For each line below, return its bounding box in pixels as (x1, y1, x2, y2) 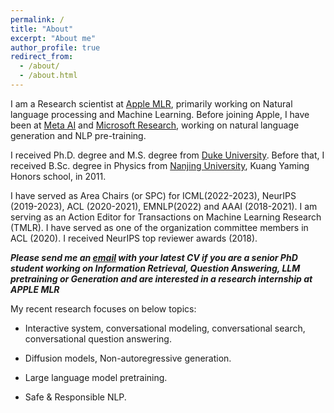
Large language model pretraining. (24, 371, 168, 383)
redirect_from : (10, 52, 74, 62)
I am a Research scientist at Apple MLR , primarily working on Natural (10, 97, 293, 110)
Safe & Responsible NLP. (24, 391, 127, 403)
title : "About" (10, 24, 74, 34)
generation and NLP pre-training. (10, 129, 147, 141)
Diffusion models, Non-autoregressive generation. (24, 352, 232, 364)
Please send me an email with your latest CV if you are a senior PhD (10, 251, 298, 263)
